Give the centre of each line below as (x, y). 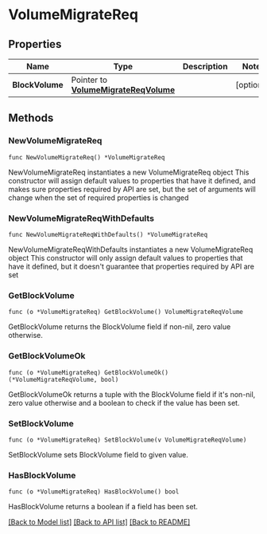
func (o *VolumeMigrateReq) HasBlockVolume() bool (94, 492)
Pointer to (89, 80)
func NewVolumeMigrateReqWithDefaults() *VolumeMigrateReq (108, 234)
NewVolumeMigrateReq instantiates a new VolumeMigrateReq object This (129, 172)
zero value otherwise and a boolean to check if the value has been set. (124, 402)
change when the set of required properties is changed (99, 198)
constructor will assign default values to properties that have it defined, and (132, 180)
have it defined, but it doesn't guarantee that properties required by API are (131, 266)
